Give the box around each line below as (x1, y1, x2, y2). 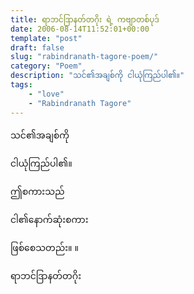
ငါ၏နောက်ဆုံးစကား (10, 213, 89, 225)
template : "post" (10, 33, 83, 43)
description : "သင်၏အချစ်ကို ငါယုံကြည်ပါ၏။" (10, 71, 185, 81)
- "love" (28, 89, 65, 99)
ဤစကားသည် (10, 185, 65, 197)
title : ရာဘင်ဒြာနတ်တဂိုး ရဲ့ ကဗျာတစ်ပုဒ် (10, 14, 160, 25)
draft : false (10, 42, 65, 53)
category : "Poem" (10, 61, 83, 71)
